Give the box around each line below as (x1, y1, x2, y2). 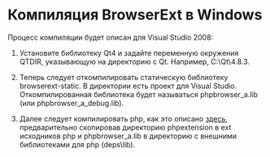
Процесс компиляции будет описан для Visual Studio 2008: (7, 32, 214, 42)
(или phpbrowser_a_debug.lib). (19, 98, 124, 108)
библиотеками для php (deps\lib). (19, 139, 136, 149)
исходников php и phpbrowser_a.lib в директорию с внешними (19, 131, 237, 141)
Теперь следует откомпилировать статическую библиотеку (19, 72, 229, 82)
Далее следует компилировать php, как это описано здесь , (19, 113, 229, 123)
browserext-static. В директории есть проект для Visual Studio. (19, 81, 237, 91)
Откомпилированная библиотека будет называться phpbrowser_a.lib (19, 89, 258, 99)
